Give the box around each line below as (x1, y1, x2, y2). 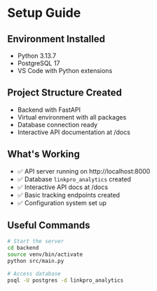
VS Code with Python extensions (17, 67, 113, 75)
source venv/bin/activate (7, 251, 83, 258)
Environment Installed (7, 33, 106, 45)
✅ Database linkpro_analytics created (17, 174, 132, 183)
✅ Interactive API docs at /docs (17, 183, 109, 191)
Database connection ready (17, 120, 98, 129)
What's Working (7, 148, 81, 160)
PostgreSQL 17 (17, 59, 60, 67)
